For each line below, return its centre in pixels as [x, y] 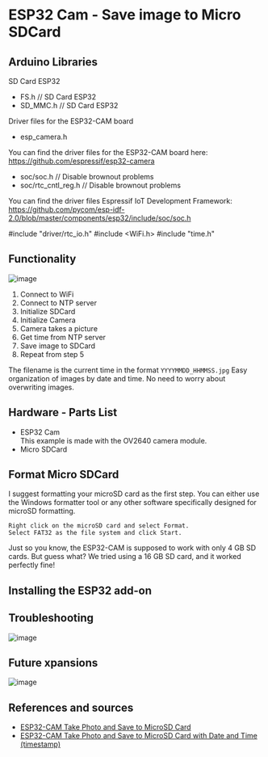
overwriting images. [41, 387]
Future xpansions [53, 663]
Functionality [42, 259]
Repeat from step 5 [52, 354]
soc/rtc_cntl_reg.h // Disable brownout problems [100, 185]
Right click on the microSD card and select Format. [99, 526]
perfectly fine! [32, 565]
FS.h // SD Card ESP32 [58, 97]
